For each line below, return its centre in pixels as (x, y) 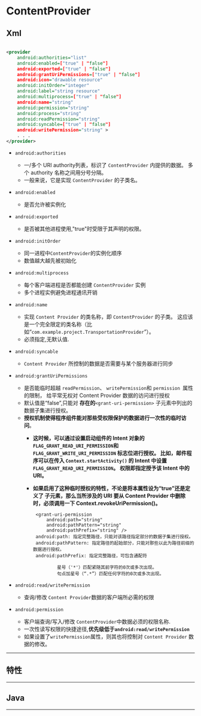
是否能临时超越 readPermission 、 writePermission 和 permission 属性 (108, 388)
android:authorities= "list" (52, 58)
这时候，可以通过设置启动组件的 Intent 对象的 (89, 438)
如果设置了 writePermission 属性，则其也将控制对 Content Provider (105, 636)
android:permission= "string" (53, 108)
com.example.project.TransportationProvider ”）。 (93, 331)
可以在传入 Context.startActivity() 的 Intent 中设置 (103, 460)
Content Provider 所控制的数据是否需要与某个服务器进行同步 (98, 363)
